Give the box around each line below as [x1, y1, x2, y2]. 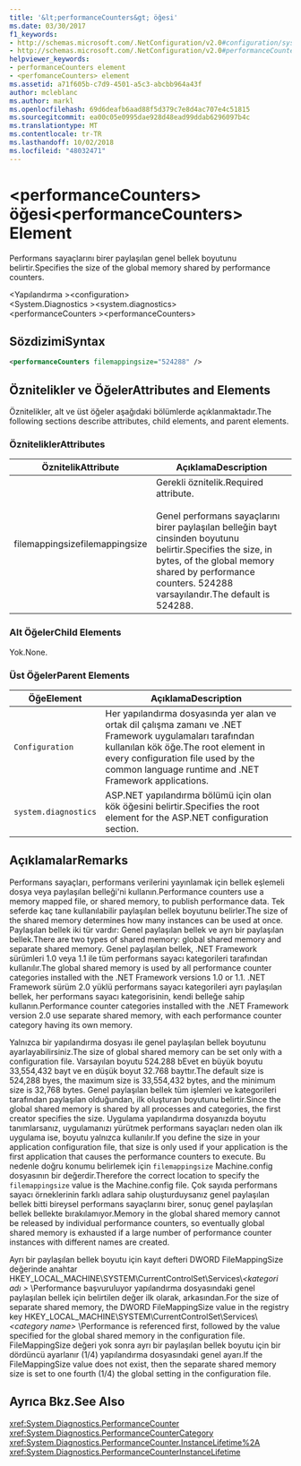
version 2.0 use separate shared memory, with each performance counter [9, 1009, 282, 1021]
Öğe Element [28, 691, 82, 704]
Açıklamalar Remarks [9, 853, 128, 869]
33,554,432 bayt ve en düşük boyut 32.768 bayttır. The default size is [9, 1065, 264, 1076]
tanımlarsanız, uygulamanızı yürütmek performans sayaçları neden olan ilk [9, 1122, 283, 1133]
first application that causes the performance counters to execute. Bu [9, 1151, 266, 1162]
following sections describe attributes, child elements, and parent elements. [9, 416, 289, 426]
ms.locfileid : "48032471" [9, 146, 106, 155]
